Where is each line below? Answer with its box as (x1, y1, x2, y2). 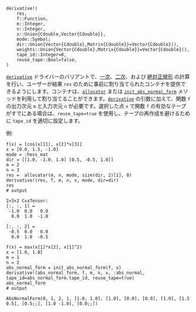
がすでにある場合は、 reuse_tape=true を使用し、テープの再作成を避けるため (6, 110, 190, 117)
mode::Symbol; (16, 36, 51, 42)
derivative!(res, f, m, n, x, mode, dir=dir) (6, 177, 119, 183)
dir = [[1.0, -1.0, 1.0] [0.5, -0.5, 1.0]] (6, 157, 114, 163)
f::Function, (16, 16, 49, 22)
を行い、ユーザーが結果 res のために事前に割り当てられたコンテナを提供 (6, 80, 181, 88)
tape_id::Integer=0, (16, 52, 67, 58)
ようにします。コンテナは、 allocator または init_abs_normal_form (16, 88, 177, 95)
